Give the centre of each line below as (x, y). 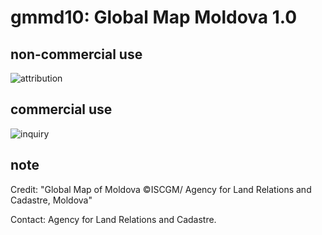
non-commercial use (76, 54)
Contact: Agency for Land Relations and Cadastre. (113, 219)
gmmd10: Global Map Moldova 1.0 (154, 17)
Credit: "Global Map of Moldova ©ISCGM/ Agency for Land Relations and (161, 189)
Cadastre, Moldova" (51, 200)
